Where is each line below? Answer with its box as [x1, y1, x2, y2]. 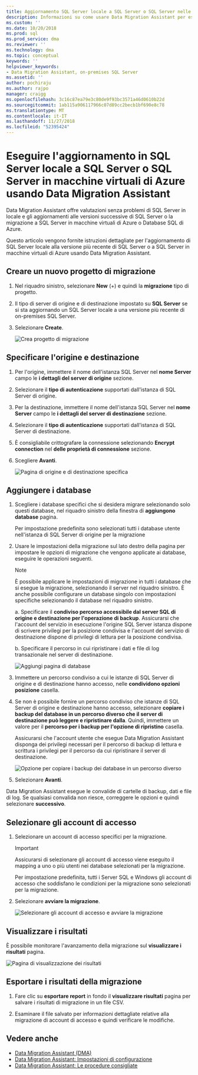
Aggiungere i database [6, 485, 91, 495]
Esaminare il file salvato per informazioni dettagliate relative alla [14, 1010, 170, 1017]
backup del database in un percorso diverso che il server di [14, 711, 163, 718]
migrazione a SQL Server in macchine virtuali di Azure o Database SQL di [6, 219, 184, 226]
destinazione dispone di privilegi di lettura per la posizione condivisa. [14, 633, 183, 641]
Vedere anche [6, 1034, 59, 1044]
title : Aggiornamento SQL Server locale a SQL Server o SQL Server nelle [6, 8, 192, 15]
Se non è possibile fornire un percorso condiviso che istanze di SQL [14, 698, 180, 705]
